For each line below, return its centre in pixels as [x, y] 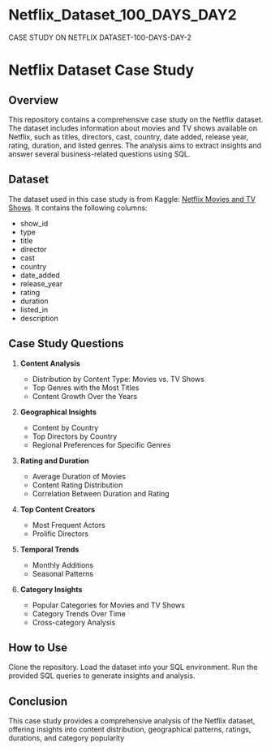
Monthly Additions [63, 564]
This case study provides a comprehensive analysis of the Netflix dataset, [132, 721]
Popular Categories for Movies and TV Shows [108, 605]
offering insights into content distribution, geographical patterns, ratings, [130, 730]
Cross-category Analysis [74, 622]
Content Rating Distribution [77, 485]
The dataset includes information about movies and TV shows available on [133, 128]
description [39, 318]
